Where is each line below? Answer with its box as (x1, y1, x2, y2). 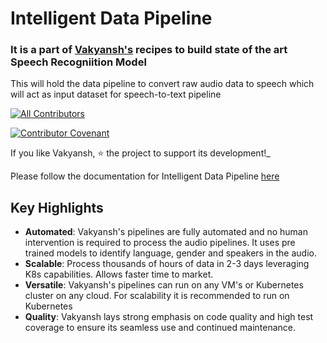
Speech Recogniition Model (10, 55, 147, 69)
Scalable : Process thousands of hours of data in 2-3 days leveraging (24, 258, 310, 270)
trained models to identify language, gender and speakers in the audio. (24, 247, 317, 259)
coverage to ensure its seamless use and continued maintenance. (24, 322, 297, 334)
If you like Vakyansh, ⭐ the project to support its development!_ (10, 147, 271, 159)
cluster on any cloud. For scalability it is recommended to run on (24, 290, 290, 302)
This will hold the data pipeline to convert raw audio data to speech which (10, 78, 315, 90)
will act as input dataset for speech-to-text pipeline (10, 88, 222, 101)
